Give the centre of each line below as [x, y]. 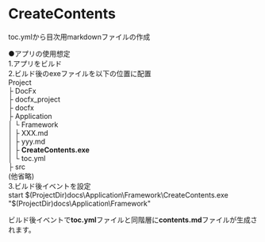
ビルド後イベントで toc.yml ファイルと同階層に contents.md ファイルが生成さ [133, 220]
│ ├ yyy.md [27, 141]
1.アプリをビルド [35, 63]
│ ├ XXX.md [29, 133]
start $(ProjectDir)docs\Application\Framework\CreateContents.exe [118, 194]
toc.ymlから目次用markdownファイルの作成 [79, 36]
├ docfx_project [35, 99]
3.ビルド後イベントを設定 [50, 186]
